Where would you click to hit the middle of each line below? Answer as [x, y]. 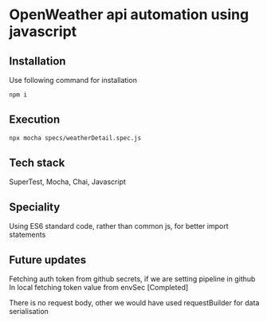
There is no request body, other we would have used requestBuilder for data [134, 303]
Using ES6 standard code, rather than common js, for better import [119, 226]
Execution [35, 120]
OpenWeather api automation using [129, 15]
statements [27, 235]
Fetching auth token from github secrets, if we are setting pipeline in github [132, 279]
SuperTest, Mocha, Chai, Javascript [68, 182]
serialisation [29, 311]
